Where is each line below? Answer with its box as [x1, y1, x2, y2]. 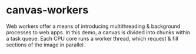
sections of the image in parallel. [6, 41, 85, 48]
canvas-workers [6, 3, 89, 17]
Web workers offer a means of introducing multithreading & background [6, 23, 181, 30]
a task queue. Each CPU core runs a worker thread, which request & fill [6, 35, 178, 42]
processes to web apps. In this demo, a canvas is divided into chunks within [6, 28, 191, 35]
